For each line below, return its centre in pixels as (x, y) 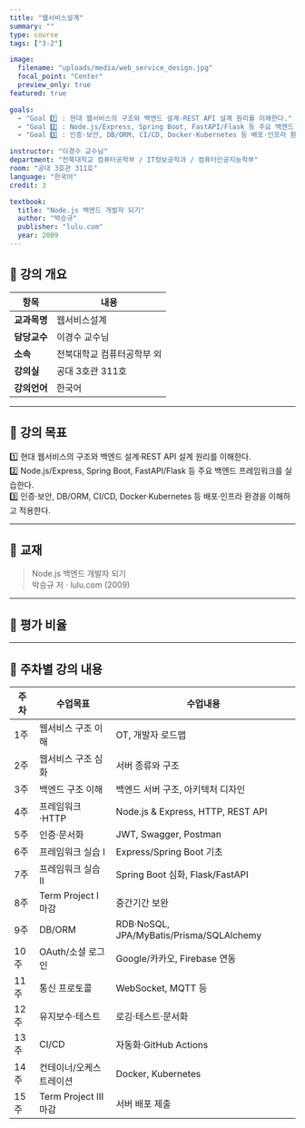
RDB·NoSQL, (143, 924)
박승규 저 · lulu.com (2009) (81, 585)
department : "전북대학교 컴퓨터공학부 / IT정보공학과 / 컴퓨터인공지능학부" (134, 160)
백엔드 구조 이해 (71, 789)
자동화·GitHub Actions (162, 1044)
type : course (34, 35)
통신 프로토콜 (66, 988)
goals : (22, 110)
